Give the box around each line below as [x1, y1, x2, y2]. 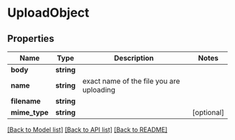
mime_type [10, 108, 49, 117]
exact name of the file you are [82, 77, 180, 86]
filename [10, 96, 41, 106]
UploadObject [7, 5, 90, 21]
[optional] [192, 108, 225, 117]
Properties [7, 33, 55, 45]
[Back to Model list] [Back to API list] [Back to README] [7, 125, 168, 134]
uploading [82, 85, 115, 95]
